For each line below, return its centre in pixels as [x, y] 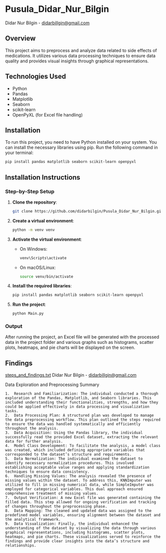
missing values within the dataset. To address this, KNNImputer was [79, 481]
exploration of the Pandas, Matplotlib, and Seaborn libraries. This [79, 398]
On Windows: [33, 249]
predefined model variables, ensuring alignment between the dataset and [83, 515]
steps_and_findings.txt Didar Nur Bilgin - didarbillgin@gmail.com [71, 375]
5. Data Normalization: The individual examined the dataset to [74, 459]
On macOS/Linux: [38, 267]
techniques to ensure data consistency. [48, 472]
